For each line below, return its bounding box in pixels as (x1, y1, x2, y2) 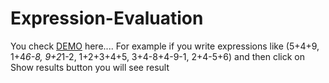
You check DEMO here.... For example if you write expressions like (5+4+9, (10, 40, 320, 52)
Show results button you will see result (10, 61, 170, 73)
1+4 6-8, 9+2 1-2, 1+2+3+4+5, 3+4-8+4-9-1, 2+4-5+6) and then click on (10, 50, 305, 62)
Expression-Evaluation (10, 7, 204, 30)
